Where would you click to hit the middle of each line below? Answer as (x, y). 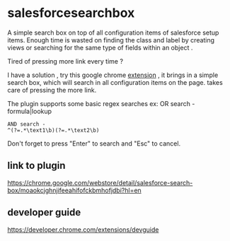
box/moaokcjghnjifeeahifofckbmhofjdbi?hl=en (74, 190)
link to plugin (36, 166)
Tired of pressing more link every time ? (65, 61)
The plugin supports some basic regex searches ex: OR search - (101, 103)
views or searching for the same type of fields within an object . (100, 47)
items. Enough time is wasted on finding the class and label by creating (111, 40)
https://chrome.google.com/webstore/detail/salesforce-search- (100, 182)
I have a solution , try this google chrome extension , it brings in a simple (113, 75)
